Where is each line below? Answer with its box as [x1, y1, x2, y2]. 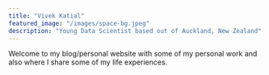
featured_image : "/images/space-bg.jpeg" [8, 19, 150, 27]
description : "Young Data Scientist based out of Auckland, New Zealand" [8, 27, 263, 35]
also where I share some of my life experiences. [8, 57, 168, 67]
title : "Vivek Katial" [8, 11, 85, 20]
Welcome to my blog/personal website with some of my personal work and [8, 49, 258, 59]
